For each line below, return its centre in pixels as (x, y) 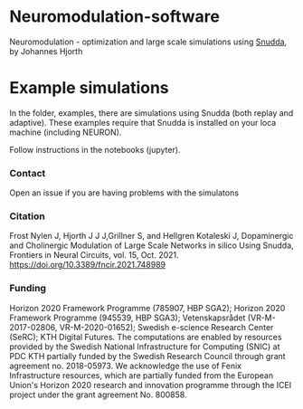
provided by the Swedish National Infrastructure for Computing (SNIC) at (145, 347)
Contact (28, 173)
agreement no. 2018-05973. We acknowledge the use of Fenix (126, 366)
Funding (28, 289)
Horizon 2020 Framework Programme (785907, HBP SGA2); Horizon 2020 (147, 308)
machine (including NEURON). (66, 132)
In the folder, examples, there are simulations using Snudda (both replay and (151, 113)
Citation (27, 216)
